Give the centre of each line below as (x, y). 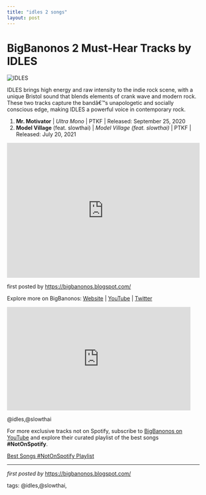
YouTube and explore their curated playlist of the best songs (83, 438)
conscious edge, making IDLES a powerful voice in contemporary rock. (96, 109)
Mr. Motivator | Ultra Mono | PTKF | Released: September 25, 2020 (101, 121)
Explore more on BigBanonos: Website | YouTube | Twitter (79, 299)
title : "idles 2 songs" (37, 12)
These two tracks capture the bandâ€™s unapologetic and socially (90, 103)
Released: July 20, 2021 (46, 134)
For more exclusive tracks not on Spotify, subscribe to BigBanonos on (95, 431)
